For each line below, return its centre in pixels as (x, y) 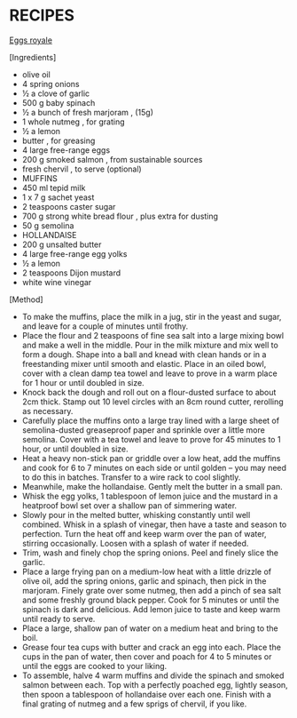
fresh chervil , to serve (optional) (82, 169)
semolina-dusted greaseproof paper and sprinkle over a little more (144, 430)
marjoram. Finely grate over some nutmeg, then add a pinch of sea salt (152, 590)
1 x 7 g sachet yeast (58, 197)
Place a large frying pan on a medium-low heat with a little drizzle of (147, 571)
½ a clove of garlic (56, 93)
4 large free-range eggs (66, 150)
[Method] (26, 299)
